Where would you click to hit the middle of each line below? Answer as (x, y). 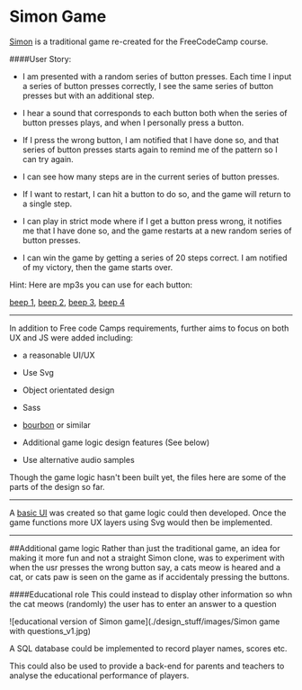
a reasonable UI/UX (58, 355)
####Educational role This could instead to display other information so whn (151, 594)
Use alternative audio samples (78, 459)
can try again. (48, 159)
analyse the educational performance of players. (99, 675)
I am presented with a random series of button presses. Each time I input (157, 76)
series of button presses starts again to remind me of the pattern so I (150, 150)
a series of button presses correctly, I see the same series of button (148, 86)
